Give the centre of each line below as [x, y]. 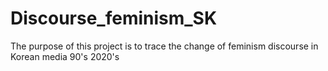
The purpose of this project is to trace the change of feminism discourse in [164, 46]
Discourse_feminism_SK [114, 18]
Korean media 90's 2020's [65, 56]
